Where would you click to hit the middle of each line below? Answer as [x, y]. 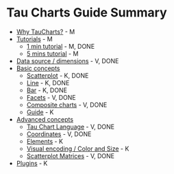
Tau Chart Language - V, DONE [70, 127]
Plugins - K [32, 163]
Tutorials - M [34, 39]
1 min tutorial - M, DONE [61, 46]
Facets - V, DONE [51, 97]
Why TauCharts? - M [46, 32]
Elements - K [45, 141]
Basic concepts [38, 68]
